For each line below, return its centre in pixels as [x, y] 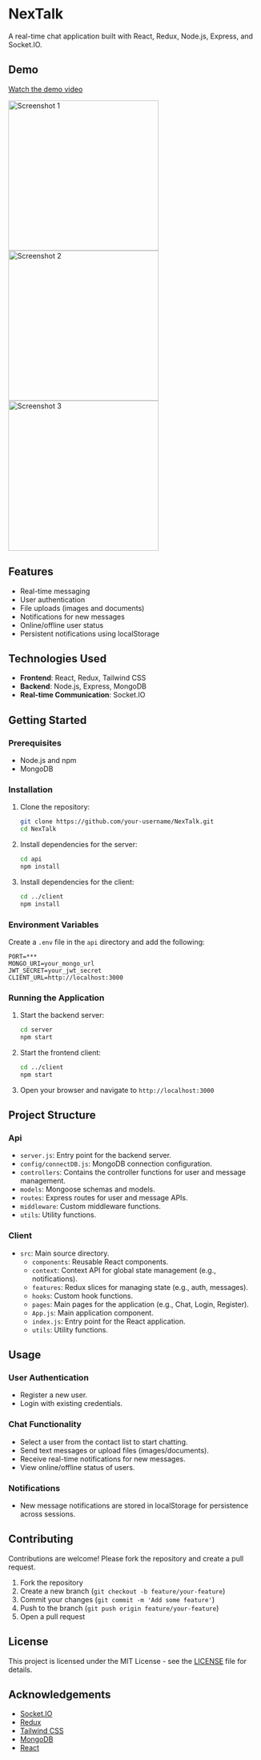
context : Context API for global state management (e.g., [124, 1270]
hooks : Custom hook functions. [82, 1296]
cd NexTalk [38, 830]
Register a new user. [54, 1395]
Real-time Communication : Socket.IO [82, 695]
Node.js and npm [48, 761]
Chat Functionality [45, 1424]
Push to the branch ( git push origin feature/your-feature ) [119, 1608]
